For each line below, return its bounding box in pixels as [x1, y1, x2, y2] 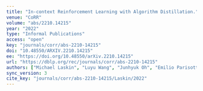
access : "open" [6, 37, 45, 43]
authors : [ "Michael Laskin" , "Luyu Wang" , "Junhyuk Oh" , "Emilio [6, 64, 174, 71]
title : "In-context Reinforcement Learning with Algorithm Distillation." [6, 8, 199, 15]
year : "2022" [6, 25, 39, 32]
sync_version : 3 [6, 70, 47, 76]
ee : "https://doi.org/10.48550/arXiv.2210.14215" [6, 53, 134, 59]
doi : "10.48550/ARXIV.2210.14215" [6, 48, 94, 54]
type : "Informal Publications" [6, 31, 85, 37]
